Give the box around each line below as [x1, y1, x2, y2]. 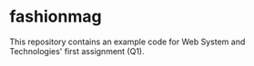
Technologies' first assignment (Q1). [9, 45, 145, 56]
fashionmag [9, 6, 102, 27]
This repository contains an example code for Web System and [9, 36, 246, 47]
